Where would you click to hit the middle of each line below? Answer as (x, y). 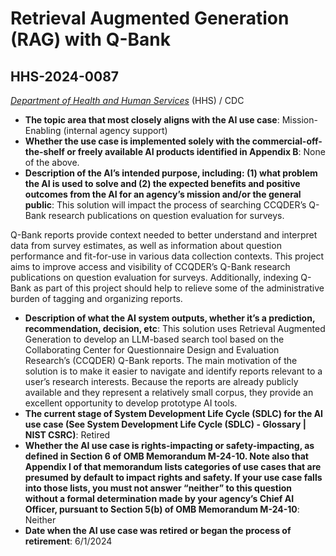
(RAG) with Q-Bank (90, 39)
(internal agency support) (115, 130)
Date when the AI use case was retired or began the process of (158, 530)
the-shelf (44, 151)
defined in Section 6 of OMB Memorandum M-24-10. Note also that (166, 456)
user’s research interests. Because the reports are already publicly (161, 381)
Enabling (43, 130)
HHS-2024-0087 (65, 76)
